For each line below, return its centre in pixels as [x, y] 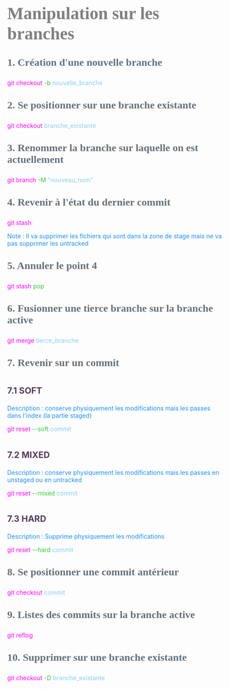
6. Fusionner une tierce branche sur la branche [110, 309]
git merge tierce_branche [43, 340]
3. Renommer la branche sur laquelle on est [103, 148]
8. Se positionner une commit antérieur [93, 572]
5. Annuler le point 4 [52, 266]
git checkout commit [36, 592]
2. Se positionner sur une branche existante [102, 105]
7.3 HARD [27, 518]
